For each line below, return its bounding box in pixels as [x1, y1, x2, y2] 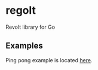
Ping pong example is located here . [5, 56, 93, 63]
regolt [5, 4, 36, 17]
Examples [5, 41, 43, 51]
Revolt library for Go [5, 23, 55, 31]
